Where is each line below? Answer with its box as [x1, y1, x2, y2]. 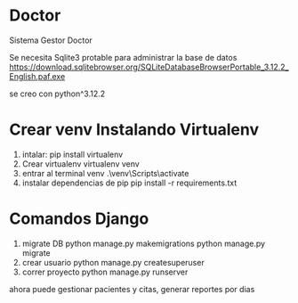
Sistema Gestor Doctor [9, 35, 93, 45]
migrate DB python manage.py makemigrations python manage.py [21, 238, 265, 249]
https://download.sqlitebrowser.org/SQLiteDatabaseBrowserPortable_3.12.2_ [9, 61, 289, 72]
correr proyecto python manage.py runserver [21, 266, 189, 277]
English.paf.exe [9, 70, 66, 81]
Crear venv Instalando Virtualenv [9, 119, 260, 140]
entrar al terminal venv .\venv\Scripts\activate [21, 168, 189, 178]
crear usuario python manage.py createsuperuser [21, 257, 205, 267]
